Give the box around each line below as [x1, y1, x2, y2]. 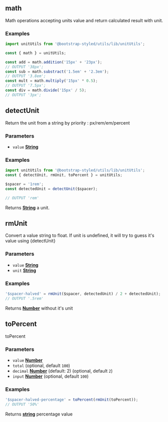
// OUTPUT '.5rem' [5, 296, 44, 301]
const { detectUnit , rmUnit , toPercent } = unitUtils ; [5, 172, 123, 178]
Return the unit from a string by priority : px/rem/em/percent [5, 119, 130, 126]
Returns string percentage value [5, 411, 73, 417]
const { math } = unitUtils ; [5, 50, 66, 55]
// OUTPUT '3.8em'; [5, 74, 46, 79]
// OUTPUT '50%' [5, 402, 39, 407]
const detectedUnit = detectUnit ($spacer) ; [5, 186, 98, 191]
